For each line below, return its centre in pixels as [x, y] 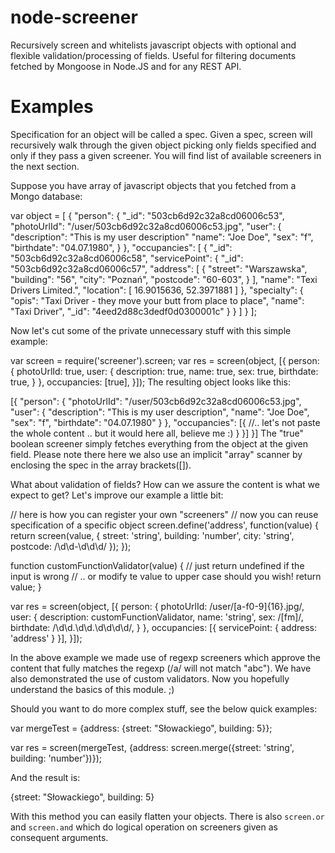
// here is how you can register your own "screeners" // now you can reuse [164, 514]
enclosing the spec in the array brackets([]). [101, 465]
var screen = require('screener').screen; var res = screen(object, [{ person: [165, 360]
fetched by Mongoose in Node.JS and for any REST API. [126, 66]
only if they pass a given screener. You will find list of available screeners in [166, 155]
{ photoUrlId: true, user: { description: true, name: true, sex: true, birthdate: [164, 371]
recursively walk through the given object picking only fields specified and [163, 145]
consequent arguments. [59, 837]
